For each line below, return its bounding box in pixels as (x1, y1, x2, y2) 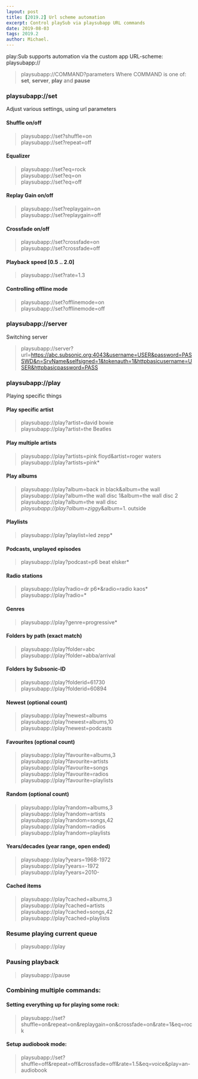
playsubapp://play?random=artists (20, 810, 106, 817)
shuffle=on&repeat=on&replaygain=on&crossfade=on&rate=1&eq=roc (20, 1021, 193, 1028)
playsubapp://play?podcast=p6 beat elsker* (20, 559, 129, 566)
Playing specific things (6, 392, 62, 399)
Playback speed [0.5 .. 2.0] (6, 258, 75, 265)
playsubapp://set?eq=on (20, 172, 82, 179)
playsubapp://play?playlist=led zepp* (20, 531, 113, 538)
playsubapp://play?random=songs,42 (20, 816, 113, 823)
